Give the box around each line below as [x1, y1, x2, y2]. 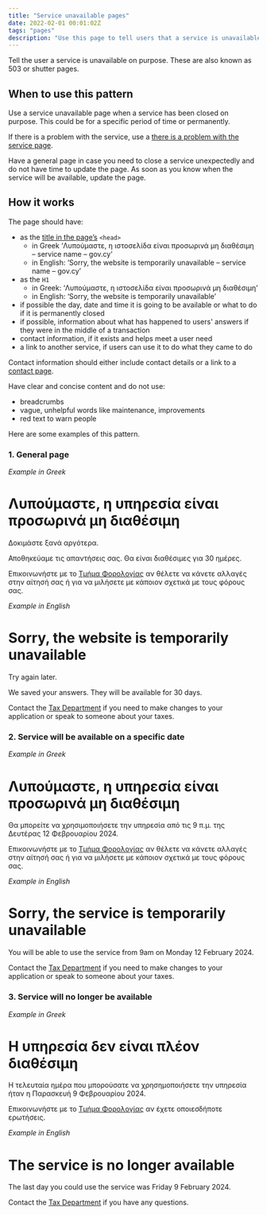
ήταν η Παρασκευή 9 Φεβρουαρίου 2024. [8, 1089, 146, 1098]
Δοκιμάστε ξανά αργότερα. [8, 538, 99, 548]
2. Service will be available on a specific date [8, 731, 185, 742]
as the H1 [19, 274, 50, 284]
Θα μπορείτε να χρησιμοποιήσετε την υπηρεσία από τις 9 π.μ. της [8, 821, 225, 830]
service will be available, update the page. [8, 173, 146, 183]
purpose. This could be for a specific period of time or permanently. [8, 117, 230, 126]
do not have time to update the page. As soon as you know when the [8, 165, 234, 174]
